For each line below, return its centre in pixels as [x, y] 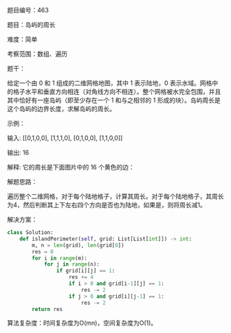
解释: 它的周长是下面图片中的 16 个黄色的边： [71, 167]
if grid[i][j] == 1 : [86, 271]
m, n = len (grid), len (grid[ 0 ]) [78, 245]
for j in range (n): [71, 264]
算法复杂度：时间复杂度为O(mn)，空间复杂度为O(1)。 [82, 323]
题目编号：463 [28, 10]
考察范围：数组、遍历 [37, 54]
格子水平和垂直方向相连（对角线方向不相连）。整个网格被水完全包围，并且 [117, 92]
